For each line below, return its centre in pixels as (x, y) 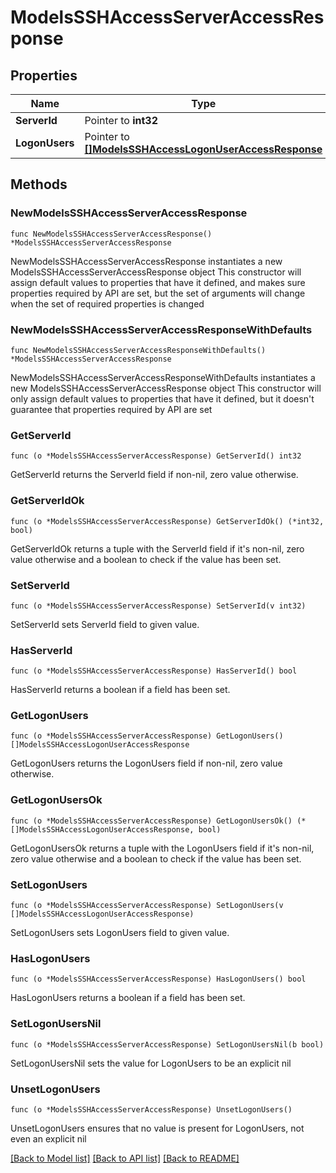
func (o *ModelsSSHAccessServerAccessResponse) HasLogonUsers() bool (158, 979)
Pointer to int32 (121, 120)
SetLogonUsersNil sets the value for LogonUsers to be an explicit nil (151, 1063)
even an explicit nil (48, 1138)
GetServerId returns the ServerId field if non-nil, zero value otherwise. (154, 475)
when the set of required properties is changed (107, 303)
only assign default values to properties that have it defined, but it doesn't (162, 398)
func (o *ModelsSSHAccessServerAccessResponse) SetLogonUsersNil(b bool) (167, 1044)
